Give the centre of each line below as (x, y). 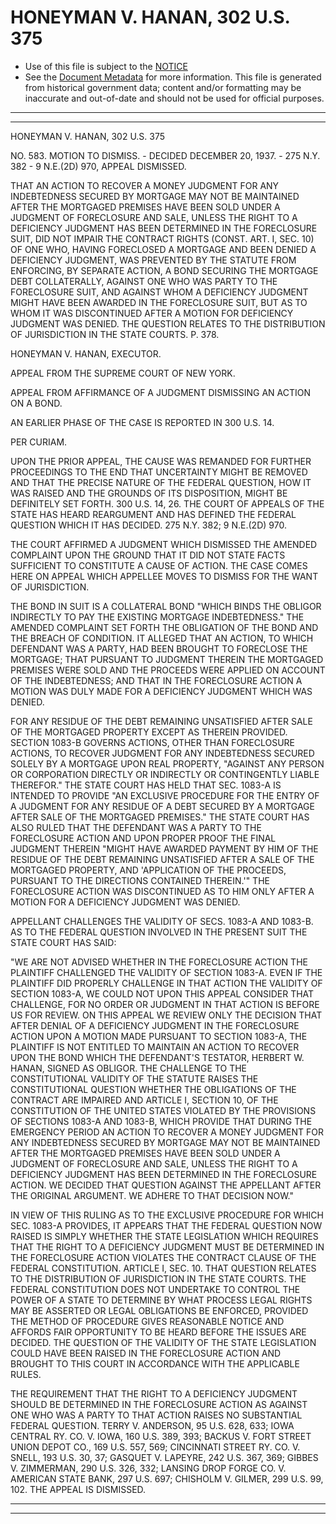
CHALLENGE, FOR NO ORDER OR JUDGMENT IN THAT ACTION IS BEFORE (165, 1004)
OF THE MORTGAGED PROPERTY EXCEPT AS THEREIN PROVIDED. (149, 732)
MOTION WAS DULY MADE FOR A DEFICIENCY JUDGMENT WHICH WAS (161, 691)
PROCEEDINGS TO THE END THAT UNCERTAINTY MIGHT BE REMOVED (159, 472)
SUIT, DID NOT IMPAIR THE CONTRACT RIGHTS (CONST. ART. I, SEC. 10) (162, 238)
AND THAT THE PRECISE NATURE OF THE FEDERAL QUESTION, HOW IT (161, 482)
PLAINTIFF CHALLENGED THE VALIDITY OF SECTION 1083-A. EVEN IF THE (166, 972)
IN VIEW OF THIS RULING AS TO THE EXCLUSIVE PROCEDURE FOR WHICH (167, 1215)
